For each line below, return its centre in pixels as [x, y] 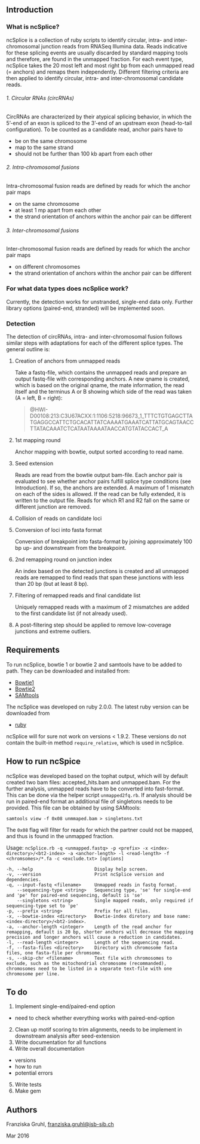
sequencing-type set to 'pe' [42, 906]
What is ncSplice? [33, 27]
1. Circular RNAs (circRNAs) [40, 98]
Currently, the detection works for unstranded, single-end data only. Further [99, 302]
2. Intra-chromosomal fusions [43, 168]
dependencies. [24, 880]
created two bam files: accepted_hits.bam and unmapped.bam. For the [93, 782]
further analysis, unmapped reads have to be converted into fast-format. [95, 789]
